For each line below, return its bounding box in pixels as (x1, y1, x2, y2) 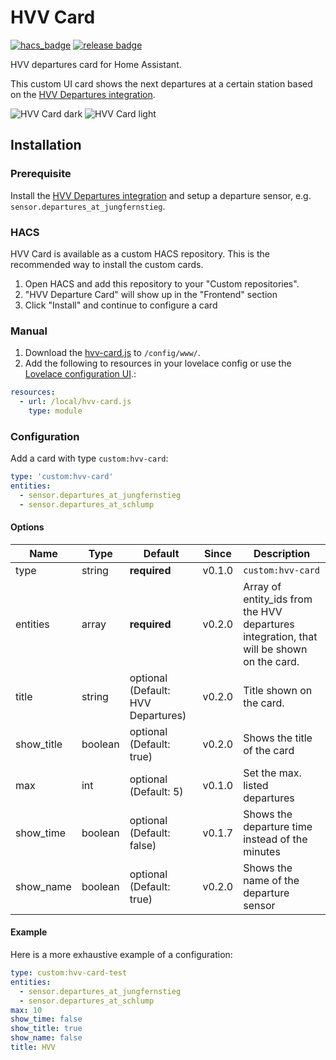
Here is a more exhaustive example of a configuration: (10, 949, 233, 961)
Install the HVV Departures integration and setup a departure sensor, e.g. (10, 189, 312, 201)
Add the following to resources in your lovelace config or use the (24, 357, 292, 370)
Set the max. (243, 766, 302, 780)
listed (243, 778, 269, 792)
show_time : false (10, 1014, 83, 1025)
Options (10, 521, 45, 533)
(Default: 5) (129, 784, 184, 798)
